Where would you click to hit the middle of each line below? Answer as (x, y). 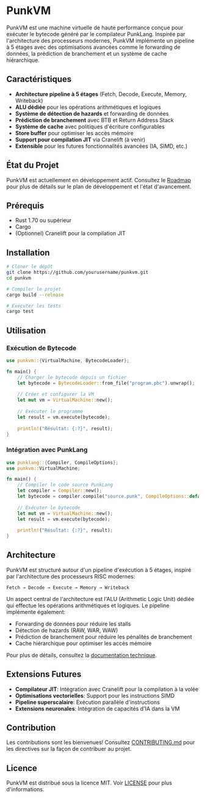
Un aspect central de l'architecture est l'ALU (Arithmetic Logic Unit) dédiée (100, 599)
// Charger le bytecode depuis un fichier (72, 377)
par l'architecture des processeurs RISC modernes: (71, 576)
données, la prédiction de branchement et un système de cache (87, 53)
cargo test (20, 312)
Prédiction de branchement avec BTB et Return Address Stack (94, 120)
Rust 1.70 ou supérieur (43, 220)
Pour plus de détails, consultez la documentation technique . (82, 655)
